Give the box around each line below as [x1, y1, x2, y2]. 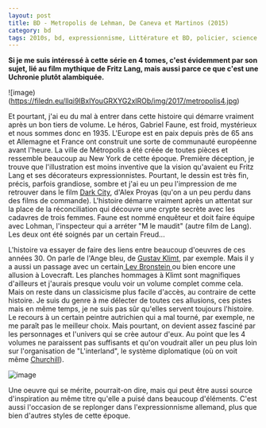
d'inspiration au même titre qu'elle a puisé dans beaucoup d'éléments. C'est [8, 394, 257, 403]
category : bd [8, 26, 52, 34]
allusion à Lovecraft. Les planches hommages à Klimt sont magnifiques [8, 271, 241, 280]
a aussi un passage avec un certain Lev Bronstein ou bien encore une [8, 262, 236, 272]
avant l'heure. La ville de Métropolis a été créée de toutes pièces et [8, 145, 229, 155]
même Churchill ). [8, 355, 65, 364]
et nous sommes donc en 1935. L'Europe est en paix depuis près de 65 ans [8, 129, 254, 138]
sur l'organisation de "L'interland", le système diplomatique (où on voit [8, 346, 238, 356]
